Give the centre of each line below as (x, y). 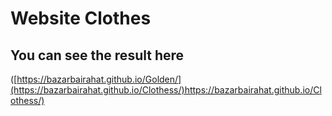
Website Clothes (81, 18)
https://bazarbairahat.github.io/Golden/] (99, 79)
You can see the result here (97, 55)
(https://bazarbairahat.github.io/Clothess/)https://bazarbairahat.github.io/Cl (166, 90)
